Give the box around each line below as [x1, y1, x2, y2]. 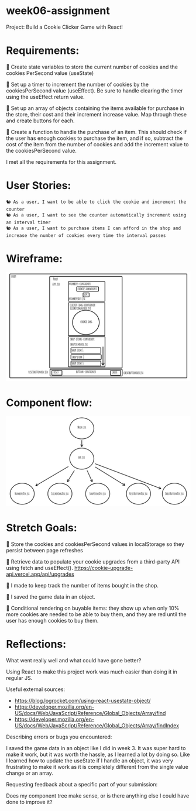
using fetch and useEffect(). [6, 564, 73, 571]
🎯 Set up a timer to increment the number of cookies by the [6, 81, 149, 88]
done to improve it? [6, 798, 53, 805]
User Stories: [6, 179, 71, 193]
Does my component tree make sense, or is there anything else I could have [6, 792, 190, 799]
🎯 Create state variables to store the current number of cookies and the [6, 63, 178, 70]
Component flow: [6, 396, 92, 410]
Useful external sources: [6, 686, 66, 693]
